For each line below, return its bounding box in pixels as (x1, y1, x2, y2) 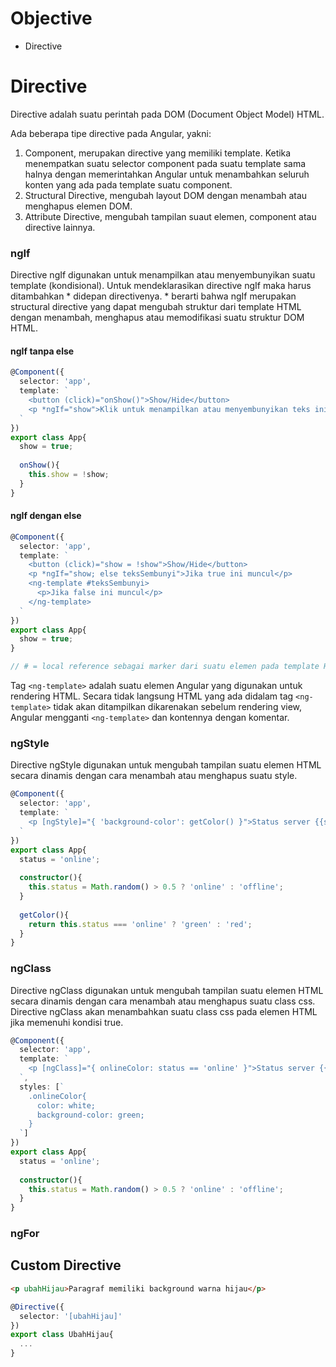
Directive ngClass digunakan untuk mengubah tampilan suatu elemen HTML (10, 984, 324, 996)
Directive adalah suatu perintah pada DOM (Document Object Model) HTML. (10, 108, 325, 120)
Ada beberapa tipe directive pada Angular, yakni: (10, 127, 212, 139)
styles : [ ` (19, 1082, 65, 1092)
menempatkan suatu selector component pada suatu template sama (24, 157, 307, 169)
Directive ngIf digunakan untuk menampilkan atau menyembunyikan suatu (10, 269, 316, 281)
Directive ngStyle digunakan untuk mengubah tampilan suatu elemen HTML (10, 759, 322, 771)
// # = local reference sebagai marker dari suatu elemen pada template (10, 662, 320, 672)
